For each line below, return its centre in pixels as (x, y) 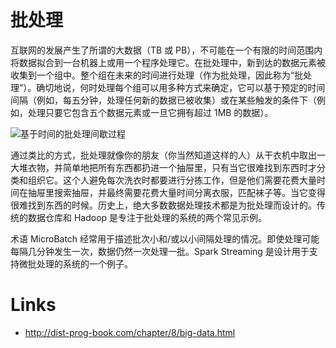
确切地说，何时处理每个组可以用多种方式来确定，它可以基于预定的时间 (181, 87)
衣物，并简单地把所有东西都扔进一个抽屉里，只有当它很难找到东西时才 (172, 167)
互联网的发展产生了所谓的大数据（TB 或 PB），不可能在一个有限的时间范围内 (166, 50)
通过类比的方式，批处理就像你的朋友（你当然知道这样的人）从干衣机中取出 (163, 155)
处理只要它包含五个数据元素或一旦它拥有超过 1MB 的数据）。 (150, 112)
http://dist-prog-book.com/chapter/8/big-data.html (130, 332)
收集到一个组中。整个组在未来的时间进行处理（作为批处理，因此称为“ (152, 75)
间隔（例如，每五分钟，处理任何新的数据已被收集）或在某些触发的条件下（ (163, 100)
